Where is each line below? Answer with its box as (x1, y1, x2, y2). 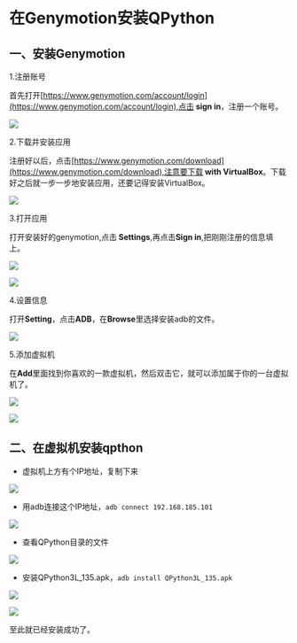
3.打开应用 (9, 213, 48, 223)
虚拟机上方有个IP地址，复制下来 (21, 466, 139, 476)
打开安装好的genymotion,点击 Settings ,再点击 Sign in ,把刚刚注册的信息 (9, 232, 266, 242)
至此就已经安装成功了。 (9, 624, 95, 634)
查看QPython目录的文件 (21, 537, 109, 547)
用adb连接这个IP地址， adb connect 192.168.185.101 (21, 501, 213, 512)
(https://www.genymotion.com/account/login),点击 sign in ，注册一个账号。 (9, 101, 284, 112)
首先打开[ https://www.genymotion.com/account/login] (9, 90, 208, 100)
